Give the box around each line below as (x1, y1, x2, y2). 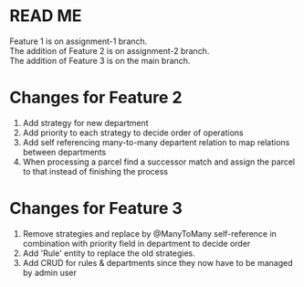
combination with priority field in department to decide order (22, 238, 251, 249)
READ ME (9, 5, 82, 27)
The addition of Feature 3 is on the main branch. (9, 55, 191, 66)
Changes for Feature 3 (9, 198, 183, 219)
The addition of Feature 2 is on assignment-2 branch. (9, 45, 210, 56)
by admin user (22, 267, 78, 278)
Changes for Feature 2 (9, 88, 183, 108)
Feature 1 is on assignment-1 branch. (9, 36, 148, 47)
